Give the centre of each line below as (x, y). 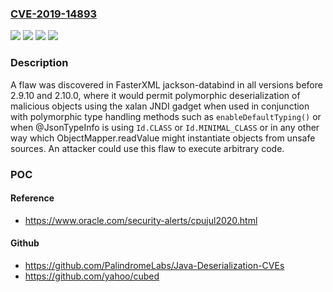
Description (39, 63)
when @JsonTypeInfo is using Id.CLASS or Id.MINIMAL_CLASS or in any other (165, 127)
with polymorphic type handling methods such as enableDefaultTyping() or (166, 116)
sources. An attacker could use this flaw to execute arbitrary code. (147, 148)
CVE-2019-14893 (54, 14)
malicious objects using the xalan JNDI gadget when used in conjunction (160, 106)
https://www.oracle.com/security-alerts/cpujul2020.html (141, 220)
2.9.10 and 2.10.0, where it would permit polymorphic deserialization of (155, 95)
